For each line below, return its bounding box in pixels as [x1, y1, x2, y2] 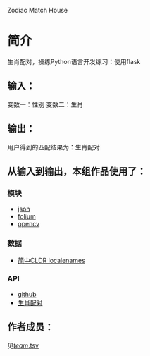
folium [17, 212, 37, 221]
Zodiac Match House [7, 6, 68, 14]
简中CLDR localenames [17, 256, 86, 264]
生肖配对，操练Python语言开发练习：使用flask [7, 57, 141, 66]
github [17, 290, 37, 298]
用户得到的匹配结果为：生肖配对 [7, 142, 100, 151]
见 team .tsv [7, 341, 39, 350]
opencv [17, 220, 40, 228]
